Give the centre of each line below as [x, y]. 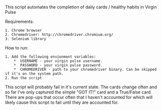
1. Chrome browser [23, 31]
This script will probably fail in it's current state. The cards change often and [81, 87]
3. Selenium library [26, 39]
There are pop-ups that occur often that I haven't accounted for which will [79, 97]
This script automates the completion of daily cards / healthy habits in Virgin [81, 7]
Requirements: [19, 22]
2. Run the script [23, 78]
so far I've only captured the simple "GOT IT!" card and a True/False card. [79, 92]
